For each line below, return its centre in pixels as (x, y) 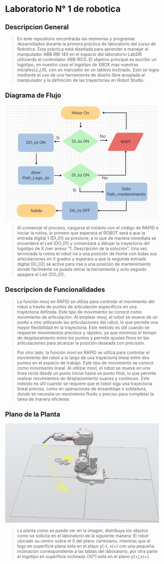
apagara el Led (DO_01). (41, 274)
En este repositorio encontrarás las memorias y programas (76, 39)
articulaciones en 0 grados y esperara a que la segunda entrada (82, 259)
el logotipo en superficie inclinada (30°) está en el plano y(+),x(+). (83, 556)
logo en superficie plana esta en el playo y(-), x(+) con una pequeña (86, 546)
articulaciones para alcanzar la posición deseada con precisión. (81, 343)
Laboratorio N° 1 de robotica (63, 9)
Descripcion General (37, 27)
